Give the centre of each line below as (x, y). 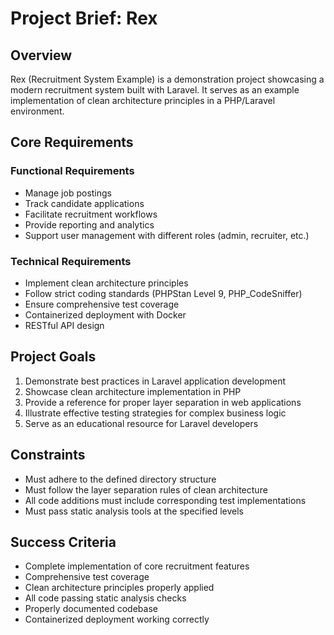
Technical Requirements (71, 261)
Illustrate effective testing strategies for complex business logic (155, 413)
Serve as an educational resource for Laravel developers (141, 423)
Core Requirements (72, 142)
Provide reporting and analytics (89, 224)
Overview (41, 55)
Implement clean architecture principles (106, 283)
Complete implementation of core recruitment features (137, 566)
